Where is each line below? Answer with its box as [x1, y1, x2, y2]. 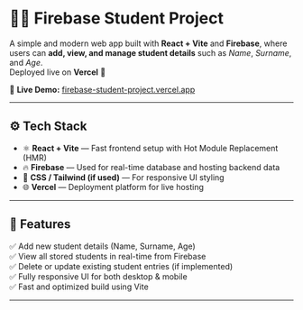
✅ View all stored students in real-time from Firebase [9, 251, 207, 261]
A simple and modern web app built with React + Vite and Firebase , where [9, 38, 288, 49]
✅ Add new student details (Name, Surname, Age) [9, 241, 196, 251]
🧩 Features [9, 216, 71, 232]
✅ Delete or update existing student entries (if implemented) [9, 260, 234, 271]
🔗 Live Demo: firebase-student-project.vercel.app [9, 84, 196, 95]
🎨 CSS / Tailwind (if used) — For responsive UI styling [22, 171, 225, 183]
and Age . [9, 57, 43, 68]
